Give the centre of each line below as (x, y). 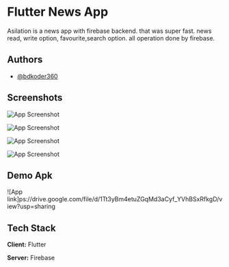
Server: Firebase (31, 258)
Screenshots (35, 98)
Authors (25, 60)
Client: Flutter (27, 244)
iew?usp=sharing (31, 207)
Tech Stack (31, 228)
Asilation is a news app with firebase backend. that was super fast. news (109, 31)
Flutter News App (58, 12)
